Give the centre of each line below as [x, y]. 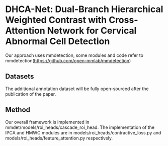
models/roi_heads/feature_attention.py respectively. [59, 138]
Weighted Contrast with [56, 20]
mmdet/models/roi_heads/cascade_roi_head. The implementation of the [80, 127]
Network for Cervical [92, 31]
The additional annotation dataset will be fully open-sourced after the [77, 89]
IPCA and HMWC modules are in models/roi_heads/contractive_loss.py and [83, 132]
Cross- [123, 20]
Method [18, 110]
